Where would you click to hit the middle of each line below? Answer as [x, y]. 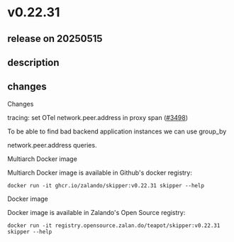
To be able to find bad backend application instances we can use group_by [117, 131]
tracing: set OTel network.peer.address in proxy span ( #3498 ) [98, 117]
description [33, 62]
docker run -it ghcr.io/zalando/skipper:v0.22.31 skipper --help [106, 185]
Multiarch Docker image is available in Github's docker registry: [100, 172]
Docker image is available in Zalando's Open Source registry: [96, 212]
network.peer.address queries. [52, 145]
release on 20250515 [55, 39]
